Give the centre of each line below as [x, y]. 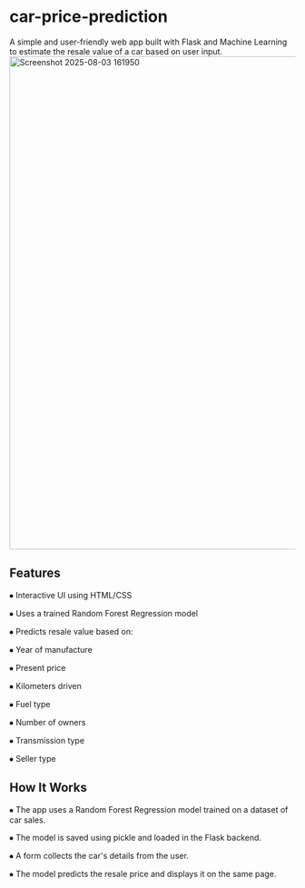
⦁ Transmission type [47, 740]
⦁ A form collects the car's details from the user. [99, 855]
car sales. [28, 820]
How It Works [49, 788]
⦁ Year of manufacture [51, 649]
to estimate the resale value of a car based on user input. [116, 51]
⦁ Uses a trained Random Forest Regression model [103, 613]
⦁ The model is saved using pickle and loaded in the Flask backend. [135, 837]
